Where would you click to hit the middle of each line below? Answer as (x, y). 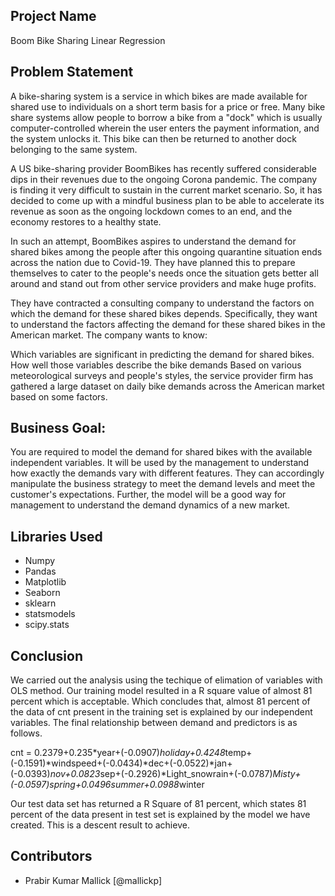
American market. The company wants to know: (109, 335)
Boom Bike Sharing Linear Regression (88, 40)
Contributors (51, 856)
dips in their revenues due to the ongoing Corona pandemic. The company (164, 179)
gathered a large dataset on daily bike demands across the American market (167, 386)
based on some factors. (59, 396)
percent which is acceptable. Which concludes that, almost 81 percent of (160, 701)
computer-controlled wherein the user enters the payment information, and (165, 128)
